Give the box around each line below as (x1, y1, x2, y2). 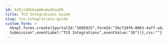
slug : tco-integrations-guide (5, 16, 68, 21)
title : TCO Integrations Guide (5, 12, 70, 17)
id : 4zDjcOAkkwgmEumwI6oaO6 (5, 7, 64, 12)
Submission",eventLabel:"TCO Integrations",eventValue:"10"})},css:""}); (9, 30, 166, 35)
